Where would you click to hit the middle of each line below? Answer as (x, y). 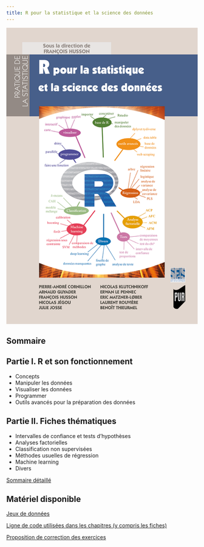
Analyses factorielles (41, 442)
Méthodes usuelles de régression (57, 455)
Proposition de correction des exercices (56, 537)
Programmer (31, 395)
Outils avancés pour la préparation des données (75, 402)
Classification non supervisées (53, 449)
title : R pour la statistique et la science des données (80, 13)
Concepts (27, 376)
